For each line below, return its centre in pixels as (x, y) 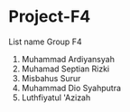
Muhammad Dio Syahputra (71, 88)
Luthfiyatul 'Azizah (56, 98)
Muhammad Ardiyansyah (68, 59)
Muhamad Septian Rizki (65, 69)
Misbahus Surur (51, 78)
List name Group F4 (45, 42)
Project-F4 (50, 17)
